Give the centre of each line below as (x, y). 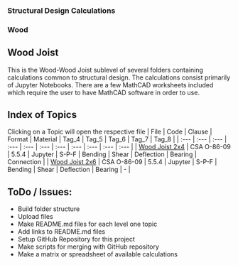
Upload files (35, 217)
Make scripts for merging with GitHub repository (88, 247)
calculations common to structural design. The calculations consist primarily (119, 77)
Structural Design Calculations (61, 11)
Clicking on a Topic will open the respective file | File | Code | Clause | (110, 132)
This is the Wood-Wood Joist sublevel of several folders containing (106, 70)
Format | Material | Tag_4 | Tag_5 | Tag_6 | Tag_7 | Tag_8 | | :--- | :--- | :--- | (117, 139)
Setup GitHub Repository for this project (76, 239)
